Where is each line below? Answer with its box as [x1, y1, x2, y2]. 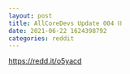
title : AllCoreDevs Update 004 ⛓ [8, 19, 123, 27]
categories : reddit [8, 34, 75, 43]
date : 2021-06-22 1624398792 [8, 27, 107, 35]
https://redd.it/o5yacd [8, 56, 82, 66]
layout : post [8, 11, 53, 20]
